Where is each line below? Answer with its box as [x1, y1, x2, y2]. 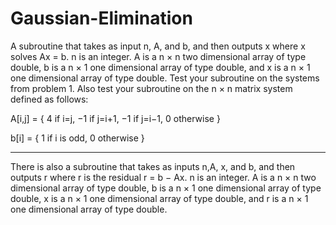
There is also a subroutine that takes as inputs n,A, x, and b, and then [10, 160, 296, 172]
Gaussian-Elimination [10, 7, 193, 30]
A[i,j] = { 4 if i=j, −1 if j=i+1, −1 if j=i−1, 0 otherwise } [10, 112, 221, 124]
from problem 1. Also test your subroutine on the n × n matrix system [10, 82, 293, 94]
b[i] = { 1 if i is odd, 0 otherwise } [10, 132, 145, 144]
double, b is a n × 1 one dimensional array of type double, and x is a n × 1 [10, 61, 311, 73]
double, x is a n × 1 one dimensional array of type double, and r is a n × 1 [10, 192, 309, 204]
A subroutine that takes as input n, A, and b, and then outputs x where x [10, 40, 306, 52]
